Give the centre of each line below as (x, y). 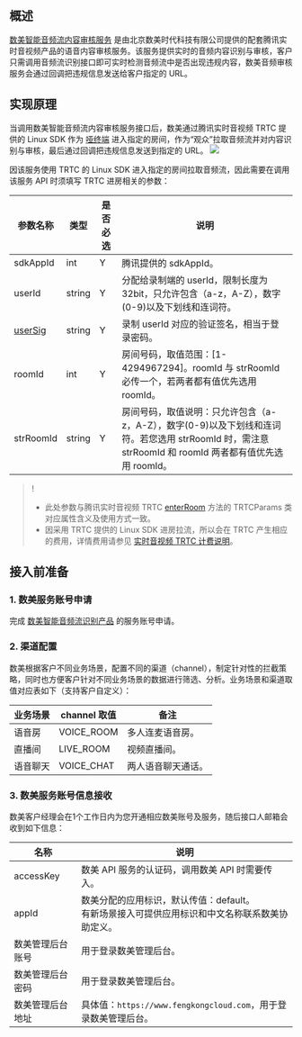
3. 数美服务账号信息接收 (61, 795)
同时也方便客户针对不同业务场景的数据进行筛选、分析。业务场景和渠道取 (159, 679)
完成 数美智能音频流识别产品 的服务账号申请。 (94, 621)
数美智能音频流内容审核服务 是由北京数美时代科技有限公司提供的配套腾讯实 (148, 40)
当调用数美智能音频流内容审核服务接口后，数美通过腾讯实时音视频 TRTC (143, 128)
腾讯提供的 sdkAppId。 (169, 263)
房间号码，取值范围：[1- (174, 354)
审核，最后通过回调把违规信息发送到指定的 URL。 (116, 150)
